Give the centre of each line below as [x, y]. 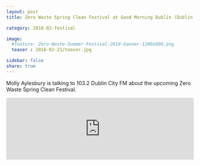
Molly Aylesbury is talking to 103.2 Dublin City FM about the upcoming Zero [99, 83]
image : [14, 39]
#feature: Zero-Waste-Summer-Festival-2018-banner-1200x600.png [93, 44]
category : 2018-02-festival [41, 28]
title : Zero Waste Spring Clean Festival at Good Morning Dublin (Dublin [100, 17]
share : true [21, 66]
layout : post [22, 12]
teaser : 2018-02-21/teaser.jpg [52, 50]
